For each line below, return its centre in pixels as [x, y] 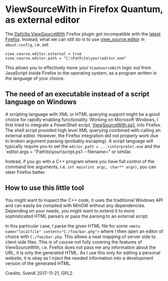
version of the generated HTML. [38, 263]
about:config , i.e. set [27, 44]
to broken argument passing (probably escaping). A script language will [79, 141]
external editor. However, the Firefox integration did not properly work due [82, 135]
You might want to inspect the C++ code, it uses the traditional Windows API [84, 200]
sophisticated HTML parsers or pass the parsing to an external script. [77, 216]
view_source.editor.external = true [43, 54]
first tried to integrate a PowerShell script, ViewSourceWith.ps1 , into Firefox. [83, 125]
